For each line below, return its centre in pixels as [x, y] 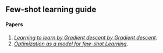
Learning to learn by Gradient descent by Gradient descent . [86, 37]
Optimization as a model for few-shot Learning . [71, 44]
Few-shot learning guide [51, 10]
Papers [14, 24]
